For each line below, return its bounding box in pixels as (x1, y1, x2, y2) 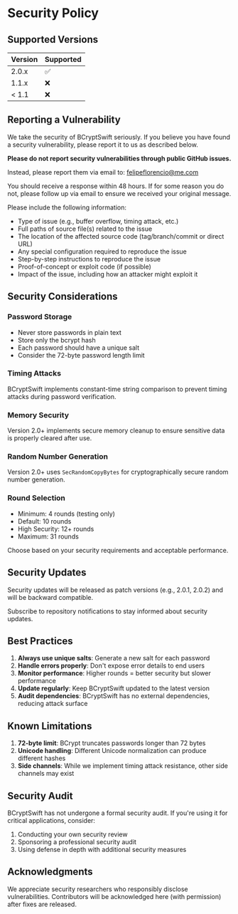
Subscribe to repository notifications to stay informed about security (7, 607, 208, 616)
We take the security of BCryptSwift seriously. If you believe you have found (7, 133, 231, 141)
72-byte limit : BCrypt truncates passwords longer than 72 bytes (17, 739, 206, 747)
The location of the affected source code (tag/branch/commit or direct (17, 232, 225, 240)
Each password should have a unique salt (17, 343, 140, 352)
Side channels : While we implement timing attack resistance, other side (17, 762, 229, 770)
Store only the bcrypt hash (17, 336, 96, 344)
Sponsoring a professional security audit (17, 837, 137, 846)
